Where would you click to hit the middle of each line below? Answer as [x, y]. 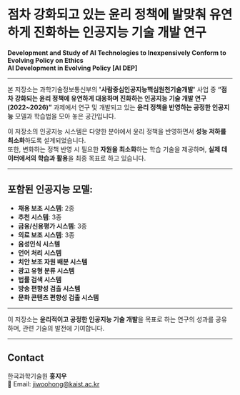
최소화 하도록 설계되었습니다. [47, 140]
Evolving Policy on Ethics [45, 60]
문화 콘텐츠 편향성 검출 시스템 [58, 297]
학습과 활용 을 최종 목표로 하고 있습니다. [92, 158]
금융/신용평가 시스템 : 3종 [52, 226]
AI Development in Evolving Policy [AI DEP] [72, 68]
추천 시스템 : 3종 [40, 217]
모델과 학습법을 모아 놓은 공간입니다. [65, 116]
